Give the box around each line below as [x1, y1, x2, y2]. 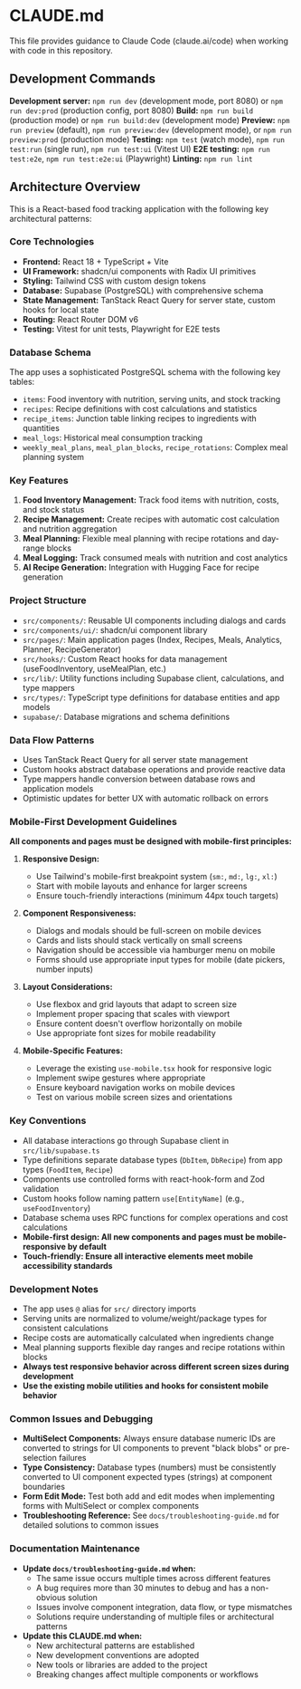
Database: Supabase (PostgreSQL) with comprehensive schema [22, 284, 264, 295]
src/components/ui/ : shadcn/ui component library [22, 624, 208, 635]
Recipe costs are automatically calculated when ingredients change [22, 1332, 275, 1343]
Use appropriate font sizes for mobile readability [35, 1028, 217, 1039]
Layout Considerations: [22, 982, 113, 993]
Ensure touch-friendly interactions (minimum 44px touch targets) [35, 890, 279, 901]
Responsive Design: [22, 853, 99, 865]
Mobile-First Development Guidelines [9, 815, 178, 828]
